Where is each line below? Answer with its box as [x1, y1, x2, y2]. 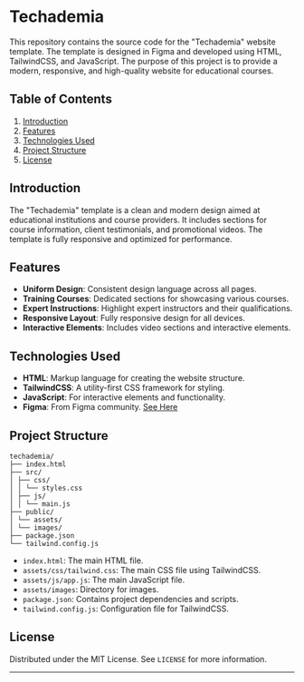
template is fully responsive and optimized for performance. [9, 233, 233, 244]
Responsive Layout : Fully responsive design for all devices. [22, 313, 246, 324]
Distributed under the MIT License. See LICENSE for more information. [9, 653, 267, 664]
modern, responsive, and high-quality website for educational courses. [9, 65, 274, 76]
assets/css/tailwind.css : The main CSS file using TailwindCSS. [22, 565, 261, 575]
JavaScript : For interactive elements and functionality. [22, 392, 226, 403]
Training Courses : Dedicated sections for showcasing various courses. [22, 293, 290, 305]
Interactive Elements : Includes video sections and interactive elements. [22, 322, 291, 333]
